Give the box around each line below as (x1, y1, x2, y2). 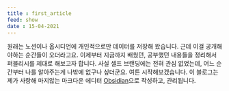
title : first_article (7, 10, 72, 17)
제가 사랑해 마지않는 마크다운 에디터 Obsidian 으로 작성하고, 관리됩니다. (7, 77, 196, 85)
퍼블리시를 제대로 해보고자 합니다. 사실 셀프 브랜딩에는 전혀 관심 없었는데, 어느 (7, 60, 215, 68)
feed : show (7, 16, 38, 23)
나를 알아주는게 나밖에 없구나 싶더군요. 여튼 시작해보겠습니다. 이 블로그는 (25, 68, 219, 76)
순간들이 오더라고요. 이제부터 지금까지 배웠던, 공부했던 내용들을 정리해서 (25, 51, 217, 59)
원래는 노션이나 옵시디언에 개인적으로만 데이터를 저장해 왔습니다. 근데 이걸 (7, 42, 204, 51)
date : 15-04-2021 (7, 23, 59, 29)
